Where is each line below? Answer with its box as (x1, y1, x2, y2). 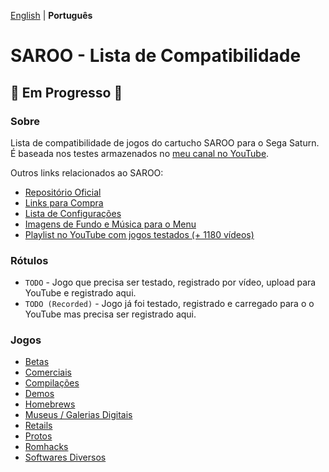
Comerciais (24, 366, 72, 379)
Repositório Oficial (24, 186, 102, 198)
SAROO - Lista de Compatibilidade (10, 45, 302, 67)
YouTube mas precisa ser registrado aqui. (24, 308, 197, 320)
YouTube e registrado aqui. (24, 287, 137, 299)
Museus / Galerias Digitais (24, 409, 133, 421)
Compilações (24, 377, 80, 389)
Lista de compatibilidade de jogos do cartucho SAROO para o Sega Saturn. (10, 136, 320, 149)
